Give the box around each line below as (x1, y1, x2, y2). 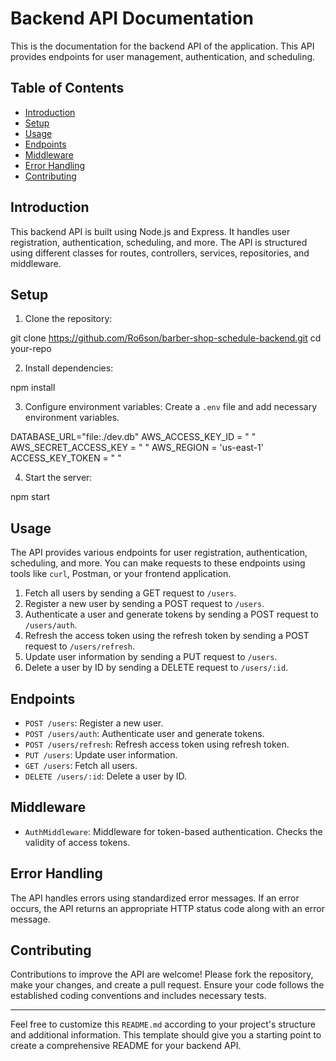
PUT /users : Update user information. (24, 749, 178, 761)
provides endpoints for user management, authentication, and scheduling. (10, 50, 316, 62)
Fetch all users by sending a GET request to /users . (24, 587, 237, 599)
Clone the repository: (24, 313, 113, 325)
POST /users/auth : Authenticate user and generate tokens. (24, 728, 265, 739)
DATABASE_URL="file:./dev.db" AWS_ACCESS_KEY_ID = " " (10, 431, 257, 443)
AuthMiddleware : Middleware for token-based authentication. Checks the (24, 825, 323, 837)
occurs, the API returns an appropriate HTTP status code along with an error (10, 902, 326, 914)
